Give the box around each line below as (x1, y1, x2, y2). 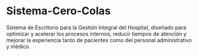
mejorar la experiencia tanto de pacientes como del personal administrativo (6, 36, 193, 43)
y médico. (6, 43, 31, 50)
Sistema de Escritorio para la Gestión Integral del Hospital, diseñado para (6, 24, 187, 31)
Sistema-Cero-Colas (6, 4, 111, 18)
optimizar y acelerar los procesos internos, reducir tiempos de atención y (6, 30, 187, 37)
